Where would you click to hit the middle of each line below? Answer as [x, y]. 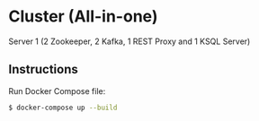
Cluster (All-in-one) [83, 17]
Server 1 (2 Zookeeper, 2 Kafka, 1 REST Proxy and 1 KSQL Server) [129, 41]
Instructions [43, 69]
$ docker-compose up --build [63, 108]
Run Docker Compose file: [57, 91]
